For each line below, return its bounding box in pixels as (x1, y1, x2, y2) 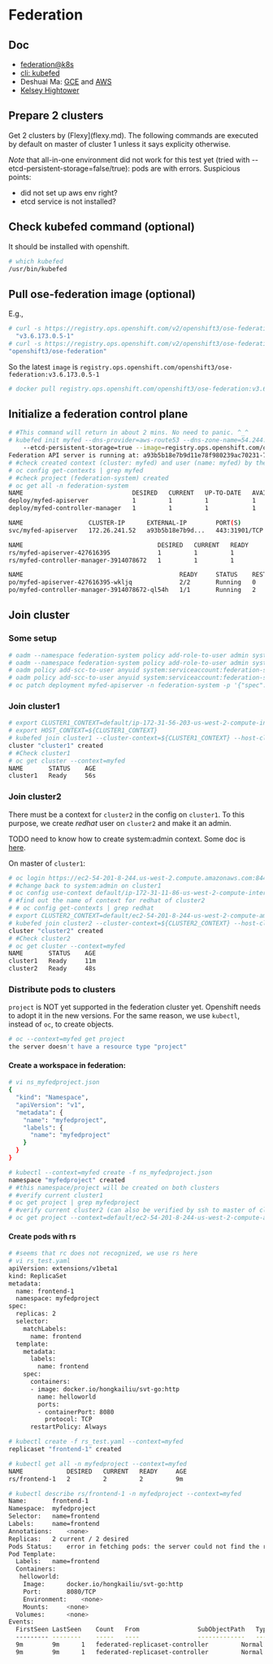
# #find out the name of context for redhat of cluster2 (8, 897, 206, 905)
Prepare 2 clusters (8, 109, 104, 123)
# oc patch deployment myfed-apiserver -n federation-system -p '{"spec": (8, 681, 267, 689)
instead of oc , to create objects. (8, 1019, 114, 1029)
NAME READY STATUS (8, 571, 238, 579)
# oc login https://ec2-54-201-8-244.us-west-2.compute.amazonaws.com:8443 (8, 874, 271, 882)
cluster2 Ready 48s (8, 965, 96, 973)
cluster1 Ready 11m (8, 957, 96, 966)
